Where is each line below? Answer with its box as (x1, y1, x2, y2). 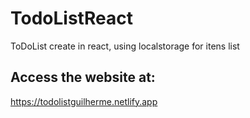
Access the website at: (10, 69, 156, 86)
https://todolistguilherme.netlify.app (10, 95, 158, 107)
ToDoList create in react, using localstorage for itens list (10, 40, 240, 52)
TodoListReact (10, 7, 133, 30)
